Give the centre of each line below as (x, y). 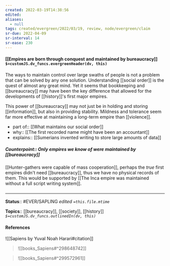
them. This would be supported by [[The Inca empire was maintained (77, 178)
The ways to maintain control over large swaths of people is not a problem (83, 74)
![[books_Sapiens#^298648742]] (52, 248)
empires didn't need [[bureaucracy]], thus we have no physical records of (82, 172)
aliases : (14, 19)
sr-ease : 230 (19, 43)
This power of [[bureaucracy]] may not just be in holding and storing (77, 106)
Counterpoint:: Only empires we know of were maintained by (71, 149)
